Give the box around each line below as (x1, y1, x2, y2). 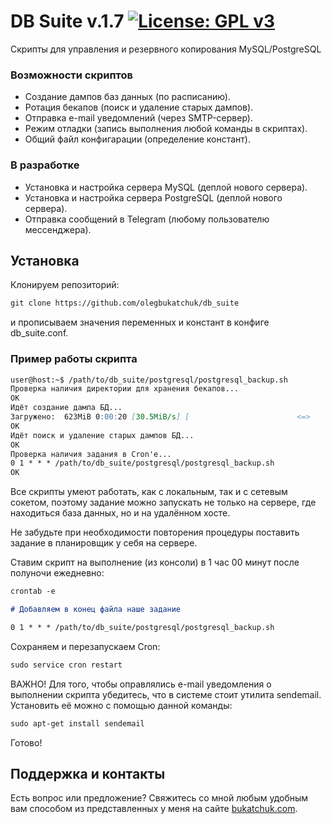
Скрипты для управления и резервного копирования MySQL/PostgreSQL (10, 43, 322, 55)
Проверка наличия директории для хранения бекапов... (10, 384, 240, 394)
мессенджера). (24, 223, 92, 235)
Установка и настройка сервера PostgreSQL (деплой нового (24, 191, 283, 204)
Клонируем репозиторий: (10, 279, 120, 291)
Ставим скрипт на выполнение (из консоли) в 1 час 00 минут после (10, 556, 300, 569)
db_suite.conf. (10, 327, 69, 339)
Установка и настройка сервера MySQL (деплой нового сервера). (24, 181, 308, 193)
